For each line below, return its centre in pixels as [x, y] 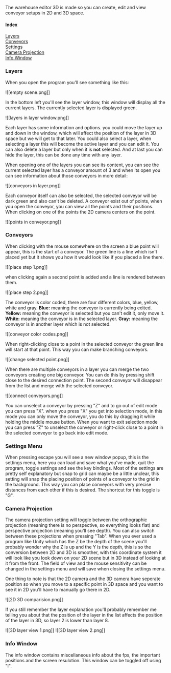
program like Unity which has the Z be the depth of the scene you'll [76, 542]
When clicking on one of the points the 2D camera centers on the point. [80, 212]
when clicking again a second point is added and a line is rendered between [85, 277]
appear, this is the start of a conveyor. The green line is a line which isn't [81, 251]
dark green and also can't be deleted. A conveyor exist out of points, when [84, 201]
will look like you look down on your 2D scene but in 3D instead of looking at [86, 558]
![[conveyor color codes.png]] [37, 334]
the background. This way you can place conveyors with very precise [78, 485]
